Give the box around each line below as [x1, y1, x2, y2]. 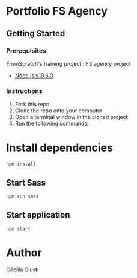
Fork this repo [14, 101, 50, 108]
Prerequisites [6, 47, 46, 55]
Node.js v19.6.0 [14, 71, 53, 79]
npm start [6, 225, 31, 232]
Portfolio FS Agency [6, 4, 108, 18]
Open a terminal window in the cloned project [14, 114, 128, 121]
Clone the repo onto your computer [14, 107, 103, 114]
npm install [6, 161, 36, 167]
